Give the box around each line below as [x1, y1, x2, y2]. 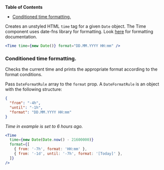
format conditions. [5, 72, 42, 78]
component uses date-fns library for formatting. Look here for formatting [5, 29, 154, 34]
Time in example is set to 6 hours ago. [5, 123, 83, 129]
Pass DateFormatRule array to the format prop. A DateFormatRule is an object [5, 81, 160, 87]
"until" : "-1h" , [9, 105, 43, 110]
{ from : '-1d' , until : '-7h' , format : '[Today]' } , [14, 151, 123, 156]
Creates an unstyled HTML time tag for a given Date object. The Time [5, 23, 146, 29]
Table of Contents [5, 4, 43, 10]
